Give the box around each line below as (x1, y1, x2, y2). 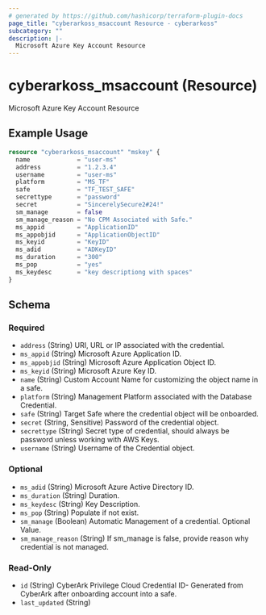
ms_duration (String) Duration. (19, 490, 120, 500)
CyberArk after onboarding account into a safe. (19, 588, 177, 598)
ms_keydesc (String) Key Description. (19, 499, 140, 508)
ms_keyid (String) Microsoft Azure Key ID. (19, 366, 157, 376)
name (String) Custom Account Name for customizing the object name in (19, 374, 259, 384)
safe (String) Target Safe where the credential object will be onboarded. (19, 409, 260, 419)
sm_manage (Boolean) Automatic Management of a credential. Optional (19, 516, 251, 525)
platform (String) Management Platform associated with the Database (19, 392, 252, 402)
